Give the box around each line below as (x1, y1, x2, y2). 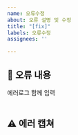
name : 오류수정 (7, 10, 45, 17)
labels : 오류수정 (7, 29, 52, 37)
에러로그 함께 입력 (7, 88, 55, 96)
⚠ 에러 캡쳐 (7, 118, 55, 129)
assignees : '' (7, 36, 48, 43)
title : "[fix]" (7, 23, 51, 30)
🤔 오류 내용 (7, 69, 52, 81)
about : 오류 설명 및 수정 (7, 17, 72, 23)
